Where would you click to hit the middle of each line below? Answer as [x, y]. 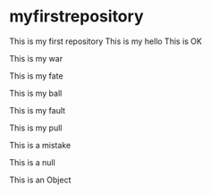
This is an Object [40, 180]
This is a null [32, 162]
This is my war [36, 58]
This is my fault [37, 110]
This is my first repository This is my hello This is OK [106, 41]
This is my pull [36, 128]
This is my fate [37, 76]
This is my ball [36, 93]
